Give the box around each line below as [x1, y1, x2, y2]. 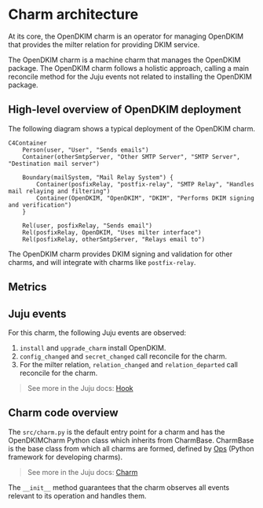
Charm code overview [8, 407, 119, 420]
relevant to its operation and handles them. [8, 491, 147, 500]
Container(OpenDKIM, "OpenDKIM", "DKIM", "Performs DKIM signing [36, 194, 255, 202]
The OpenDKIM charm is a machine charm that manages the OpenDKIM [8, 55, 241, 64]
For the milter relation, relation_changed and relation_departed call [19, 359, 238, 369]
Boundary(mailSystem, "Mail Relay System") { [22, 173, 174, 182]
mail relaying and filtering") [8, 187, 111, 195]
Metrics [8, 281, 47, 294]
